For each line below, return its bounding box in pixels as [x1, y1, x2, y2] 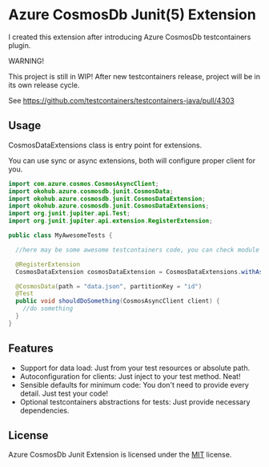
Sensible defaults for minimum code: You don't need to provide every [19, 380, 250, 389]
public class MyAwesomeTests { [8, 231, 113, 240]
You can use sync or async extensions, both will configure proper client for [8, 155, 256, 165]
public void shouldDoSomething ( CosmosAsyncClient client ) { [15, 297, 220, 305]
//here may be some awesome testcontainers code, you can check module [15, 246, 260, 254]
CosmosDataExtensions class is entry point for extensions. [8, 140, 203, 150]
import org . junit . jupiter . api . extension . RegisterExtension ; [8, 217, 214, 225]
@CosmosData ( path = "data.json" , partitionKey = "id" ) [15, 282, 203, 290]
